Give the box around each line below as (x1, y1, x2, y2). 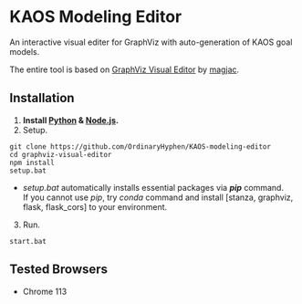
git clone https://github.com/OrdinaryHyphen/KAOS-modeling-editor (9, 142, 272, 152)
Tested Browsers (9, 262, 108, 278)
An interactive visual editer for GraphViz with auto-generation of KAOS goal (9, 37, 293, 47)
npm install (9, 158, 55, 167)
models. (9, 46, 40, 57)
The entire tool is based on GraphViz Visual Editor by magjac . (9, 64, 240, 75)
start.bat (9, 236, 47, 246)
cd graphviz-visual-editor (9, 150, 112, 159)
